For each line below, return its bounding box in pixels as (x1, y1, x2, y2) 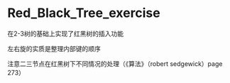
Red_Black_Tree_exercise (7, 5, 161, 21)
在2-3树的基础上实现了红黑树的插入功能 (7, 29, 124, 38)
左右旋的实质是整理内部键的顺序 (7, 44, 101, 52)
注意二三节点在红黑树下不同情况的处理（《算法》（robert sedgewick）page (7, 59, 223, 68)
